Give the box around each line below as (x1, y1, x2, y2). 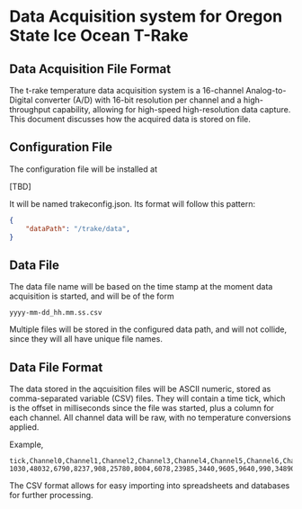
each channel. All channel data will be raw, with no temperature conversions (9, 412, 292, 424)
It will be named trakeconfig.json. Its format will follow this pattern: (9, 198, 256, 209)
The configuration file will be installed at (9, 164, 157, 174)
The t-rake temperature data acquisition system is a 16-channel (9, 85, 244, 95)
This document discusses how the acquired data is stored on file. (9, 114, 252, 124)
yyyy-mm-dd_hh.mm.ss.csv (9, 308, 102, 317)
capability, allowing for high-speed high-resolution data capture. (52, 104, 291, 114)
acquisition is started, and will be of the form (9, 290, 174, 302)
